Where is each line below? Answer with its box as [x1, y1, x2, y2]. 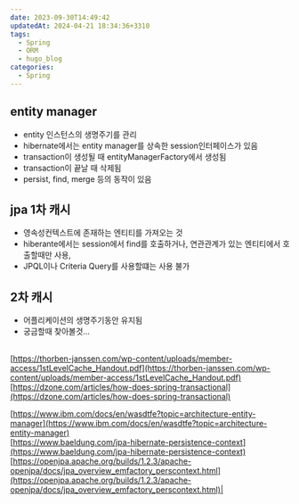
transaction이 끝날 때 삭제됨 [22, 162, 122, 173]
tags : [10, 29, 30, 38]
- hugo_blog [18, 54, 63, 63]
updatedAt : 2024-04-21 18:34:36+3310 [10, 21, 150, 30]
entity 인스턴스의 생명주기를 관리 [22, 128, 137, 139]
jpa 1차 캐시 [10, 202, 71, 217]
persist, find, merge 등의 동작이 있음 [22, 173, 152, 184]
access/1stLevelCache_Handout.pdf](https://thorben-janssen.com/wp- [10, 363, 271, 374]
